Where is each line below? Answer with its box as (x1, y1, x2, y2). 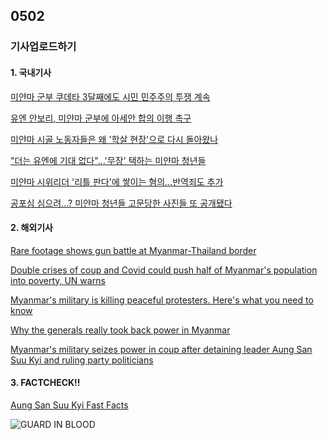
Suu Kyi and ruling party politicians (10, 354, 154, 366)
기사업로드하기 (10, 40, 77, 54)
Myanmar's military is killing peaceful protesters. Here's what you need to (10, 294, 314, 306)
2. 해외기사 (10, 222, 53, 234)
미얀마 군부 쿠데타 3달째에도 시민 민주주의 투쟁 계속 (10, 90, 211, 103)
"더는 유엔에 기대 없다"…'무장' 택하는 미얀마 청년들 (10, 154, 207, 166)
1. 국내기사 (10, 66, 52, 78)
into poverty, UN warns (10, 274, 106, 286)
